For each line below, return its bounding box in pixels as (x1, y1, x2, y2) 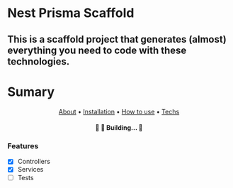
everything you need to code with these (7, 44, 187, 56)
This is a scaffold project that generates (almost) (7, 33, 227, 45)
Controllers (17, 157, 51, 166)
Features (7, 141, 39, 151)
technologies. (7, 55, 70, 67)
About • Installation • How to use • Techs (58, 107, 180, 116)
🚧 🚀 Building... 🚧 (95, 123, 143, 132)
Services (17, 165, 44, 174)
